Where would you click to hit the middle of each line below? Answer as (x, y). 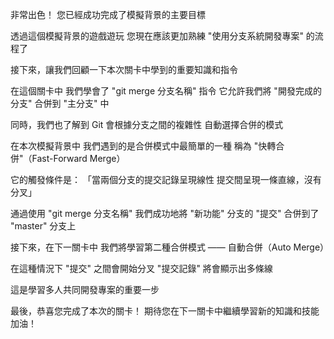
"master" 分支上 (43, 226)
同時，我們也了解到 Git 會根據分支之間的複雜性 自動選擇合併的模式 (147, 124)
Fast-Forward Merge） (78, 158)
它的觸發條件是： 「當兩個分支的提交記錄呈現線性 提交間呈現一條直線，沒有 (166, 179)
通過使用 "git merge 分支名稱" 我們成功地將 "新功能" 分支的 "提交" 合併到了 (165, 213)
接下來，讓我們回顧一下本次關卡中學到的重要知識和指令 (124, 69)
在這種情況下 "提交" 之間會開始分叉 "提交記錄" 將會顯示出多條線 (141, 268)
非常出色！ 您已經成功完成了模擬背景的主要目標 (108, 14)
